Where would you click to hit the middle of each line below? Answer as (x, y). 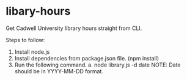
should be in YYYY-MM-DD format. (59, 71)
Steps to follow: (25, 40)
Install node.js (32, 52)
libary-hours (38, 11)
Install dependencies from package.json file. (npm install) (87, 58)
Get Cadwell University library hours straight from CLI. (74, 28)
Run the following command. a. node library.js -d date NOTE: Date (97, 65)
